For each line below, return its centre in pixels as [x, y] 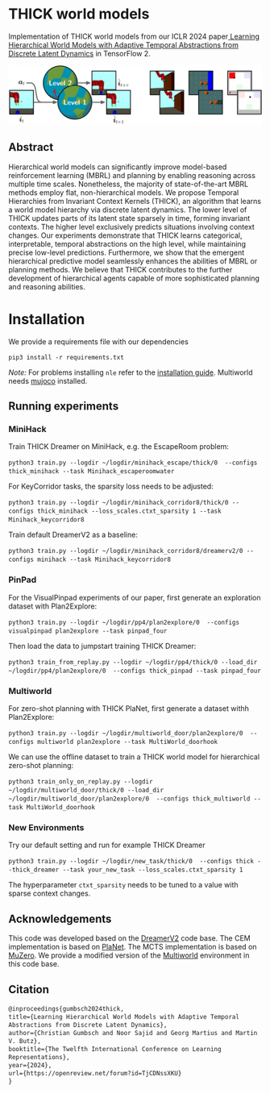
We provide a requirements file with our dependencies [99, 341]
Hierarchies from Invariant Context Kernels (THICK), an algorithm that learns [135, 201]
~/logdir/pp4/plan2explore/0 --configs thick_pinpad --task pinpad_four [135, 671]
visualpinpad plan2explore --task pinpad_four [88, 631]
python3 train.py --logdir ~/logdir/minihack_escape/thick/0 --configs [133, 463]
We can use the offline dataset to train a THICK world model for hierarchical [134, 757]
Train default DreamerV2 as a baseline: [73, 535]
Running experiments [64, 407]
